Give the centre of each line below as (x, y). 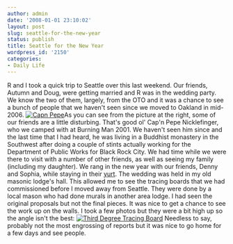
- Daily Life (26, 65)
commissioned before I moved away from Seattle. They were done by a (110, 188)
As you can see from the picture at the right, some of (140, 115)
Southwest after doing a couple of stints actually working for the (99, 144)
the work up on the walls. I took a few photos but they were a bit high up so (115, 211)
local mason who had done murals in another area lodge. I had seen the (110, 196)
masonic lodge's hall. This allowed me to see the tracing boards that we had (116, 181)
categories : (24, 59)
